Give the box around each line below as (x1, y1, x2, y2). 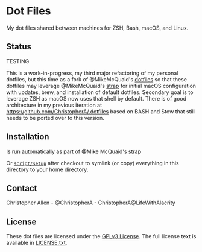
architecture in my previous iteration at (6, 101, 103, 109)
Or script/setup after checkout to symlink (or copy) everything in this (6, 159, 179, 166)
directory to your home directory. (6, 166, 89, 173)
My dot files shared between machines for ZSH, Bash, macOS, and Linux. (6, 24, 189, 31)
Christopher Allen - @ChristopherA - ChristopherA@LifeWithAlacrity (6, 199, 176, 206)
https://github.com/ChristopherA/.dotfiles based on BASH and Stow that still (6, 107, 195, 115)
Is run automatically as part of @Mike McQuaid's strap (6, 148, 142, 155)
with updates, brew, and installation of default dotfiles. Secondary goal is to (6, 89, 194, 96)
